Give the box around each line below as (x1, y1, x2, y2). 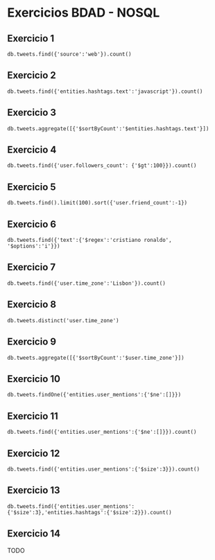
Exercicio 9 (7, 336, 57, 348)
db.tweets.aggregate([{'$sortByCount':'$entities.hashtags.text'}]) (7, 125, 209, 132)
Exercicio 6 (7, 218, 57, 230)
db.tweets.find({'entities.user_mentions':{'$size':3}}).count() (7, 466, 200, 473)
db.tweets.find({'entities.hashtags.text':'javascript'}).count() (7, 88, 203, 95)
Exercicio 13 (7, 484, 60, 496)
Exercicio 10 (7, 373, 61, 385)
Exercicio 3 (7, 107, 57, 119)
